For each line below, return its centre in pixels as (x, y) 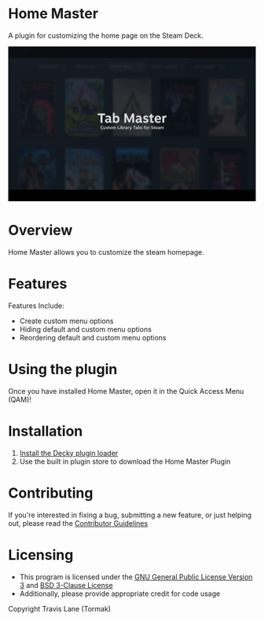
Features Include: (36, 305)
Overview (40, 231)
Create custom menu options (66, 321)
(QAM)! (20, 399)
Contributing (51, 493)
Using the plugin (63, 369)
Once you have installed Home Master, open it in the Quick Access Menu (126, 391)
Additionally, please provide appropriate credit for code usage (120, 593)
